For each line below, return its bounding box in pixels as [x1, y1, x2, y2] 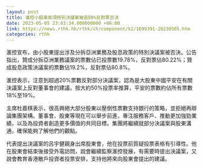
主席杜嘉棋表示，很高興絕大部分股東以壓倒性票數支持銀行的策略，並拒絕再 [6, 105, 192, 112]
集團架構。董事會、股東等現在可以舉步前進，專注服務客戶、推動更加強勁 [11, 112, 192, 120]
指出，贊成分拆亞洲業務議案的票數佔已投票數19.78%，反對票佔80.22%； [6, 56, 187, 63]
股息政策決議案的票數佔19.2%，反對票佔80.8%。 [11, 64, 134, 71]
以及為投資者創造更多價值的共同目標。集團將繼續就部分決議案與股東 [16, 120, 186, 127]
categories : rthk [6, 31, 50, 37]
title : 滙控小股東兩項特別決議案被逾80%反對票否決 [6, 15, 119, 21]
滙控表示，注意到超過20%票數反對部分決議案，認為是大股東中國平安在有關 [6, 77, 193, 84]
